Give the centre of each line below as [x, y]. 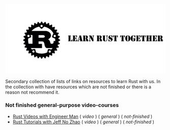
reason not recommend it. [32, 92]
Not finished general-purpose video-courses [62, 105]
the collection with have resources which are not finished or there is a [78, 87]
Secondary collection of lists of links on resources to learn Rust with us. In [83, 81]
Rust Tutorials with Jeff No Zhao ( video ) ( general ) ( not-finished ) [83, 122]
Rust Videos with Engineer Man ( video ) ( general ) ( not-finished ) [82, 116]
